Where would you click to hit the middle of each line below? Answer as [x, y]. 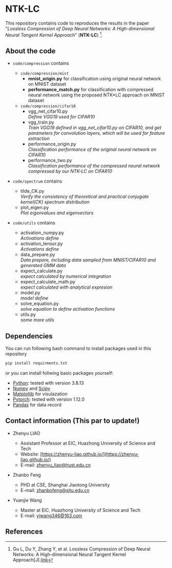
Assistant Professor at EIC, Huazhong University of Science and [88, 443]
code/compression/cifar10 [48, 106]
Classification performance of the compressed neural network [94, 166]
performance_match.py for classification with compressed [91, 90]
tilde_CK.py [32, 191]
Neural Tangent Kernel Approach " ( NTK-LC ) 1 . [54, 34]
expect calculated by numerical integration [66, 276]
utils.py [28, 315]
